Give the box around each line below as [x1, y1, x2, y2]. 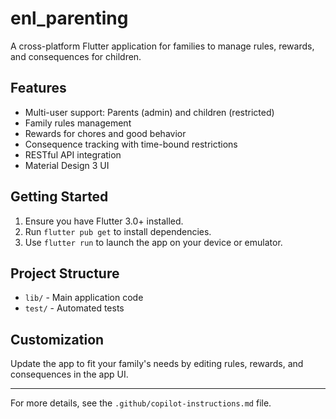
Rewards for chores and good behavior [24, 127, 187, 139]
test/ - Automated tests [24, 302, 125, 314]
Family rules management [24, 117, 132, 129]
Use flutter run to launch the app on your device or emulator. [24, 236, 283, 248]
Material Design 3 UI [24, 159, 110, 171]
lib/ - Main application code [24, 292, 144, 304]
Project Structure [10, 265, 120, 282]
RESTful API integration [24, 148, 122, 161]
